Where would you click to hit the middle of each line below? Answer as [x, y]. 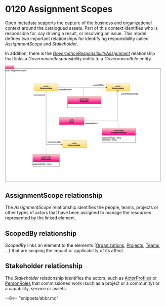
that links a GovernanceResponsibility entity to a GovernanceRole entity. [79, 58]
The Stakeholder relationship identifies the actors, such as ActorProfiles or [81, 278]
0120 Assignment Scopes [59, 9]
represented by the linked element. [41, 218]
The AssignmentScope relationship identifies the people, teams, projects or [82, 207]
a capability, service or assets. [36, 288]
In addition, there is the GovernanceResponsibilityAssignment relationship [80, 53]
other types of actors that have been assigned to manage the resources [78, 213]
